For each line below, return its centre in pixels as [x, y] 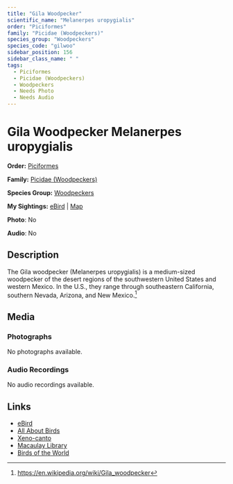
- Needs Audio [34, 98]
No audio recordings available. [51, 385]
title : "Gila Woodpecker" [44, 14]
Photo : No [22, 219]
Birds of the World [43, 453]
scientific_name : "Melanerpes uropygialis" [71, 20]
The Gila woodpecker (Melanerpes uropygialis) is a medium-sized [101, 272]
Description [33, 255]
